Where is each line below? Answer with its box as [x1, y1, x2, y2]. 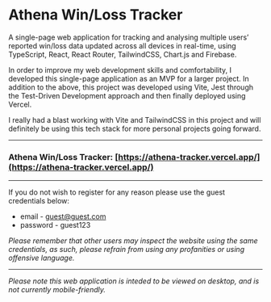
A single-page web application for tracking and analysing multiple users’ [8, 32, 249, 42]
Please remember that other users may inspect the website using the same [8, 236, 258, 245]
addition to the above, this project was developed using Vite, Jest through [8, 82, 254, 92]
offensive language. [8, 253, 75, 263]
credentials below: [8, 196, 70, 206]
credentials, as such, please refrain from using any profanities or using [8, 245, 244, 254]
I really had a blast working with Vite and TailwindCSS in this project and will [8, 115, 261, 124]
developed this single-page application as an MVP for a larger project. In [8, 73, 250, 83]
